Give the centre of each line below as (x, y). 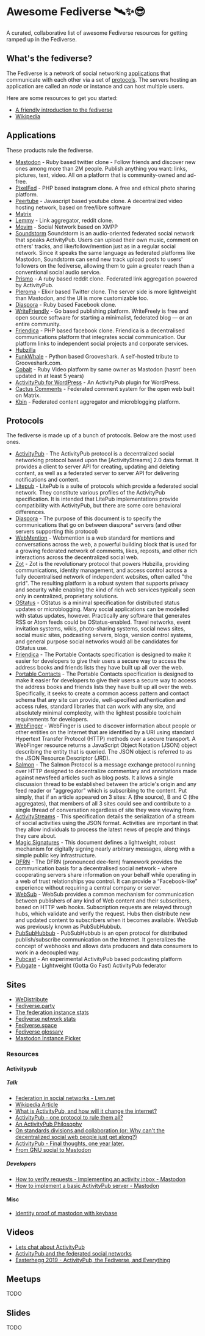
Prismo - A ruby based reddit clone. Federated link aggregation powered (106, 279)
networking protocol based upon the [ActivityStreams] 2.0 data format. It (107, 460)
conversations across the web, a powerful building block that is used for (106, 545)
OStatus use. (31, 648)
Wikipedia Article (37, 1104)
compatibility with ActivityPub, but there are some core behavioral (98, 505)
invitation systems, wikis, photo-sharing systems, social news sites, (100, 629)
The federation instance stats (52, 1012)
